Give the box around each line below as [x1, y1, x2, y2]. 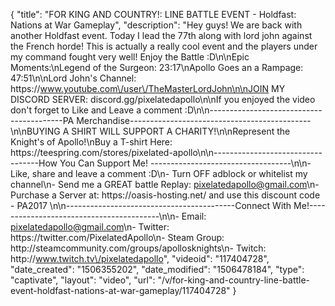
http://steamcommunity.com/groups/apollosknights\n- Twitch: [10, 242, 267, 254]
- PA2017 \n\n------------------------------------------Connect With [10, 200, 292, 211]
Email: [181, 210, 207, 222]
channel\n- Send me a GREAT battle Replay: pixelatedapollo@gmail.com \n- [10, 179, 320, 190]
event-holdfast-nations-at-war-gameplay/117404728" [10, 285, 231, 296]
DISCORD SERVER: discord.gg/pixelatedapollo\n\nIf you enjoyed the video [10, 94, 316, 105]
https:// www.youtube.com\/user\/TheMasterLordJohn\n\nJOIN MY [10, 83, 286, 94]
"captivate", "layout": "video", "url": [10, 274, 156, 286]
